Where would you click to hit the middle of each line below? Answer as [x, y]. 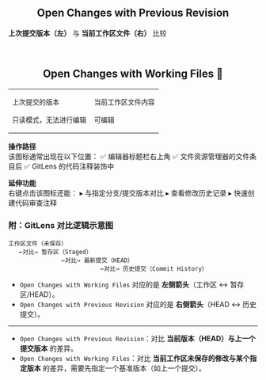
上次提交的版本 [36, 102]
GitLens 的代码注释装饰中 [73, 166]
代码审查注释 [36, 203]
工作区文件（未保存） [38, 243]
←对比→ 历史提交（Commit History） [154, 268]
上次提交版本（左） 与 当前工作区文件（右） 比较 [87, 33]
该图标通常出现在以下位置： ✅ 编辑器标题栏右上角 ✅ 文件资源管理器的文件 [129, 156]
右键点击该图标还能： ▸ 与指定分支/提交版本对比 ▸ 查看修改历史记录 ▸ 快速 [128, 192]
